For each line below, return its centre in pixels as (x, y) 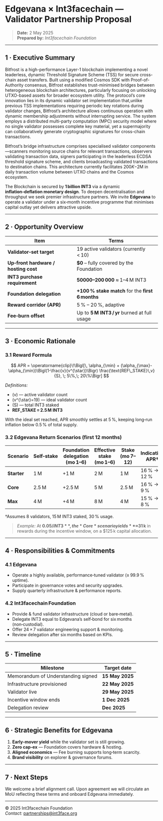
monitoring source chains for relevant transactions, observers (90, 151)
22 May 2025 (118, 684)
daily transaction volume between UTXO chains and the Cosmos (70, 172)
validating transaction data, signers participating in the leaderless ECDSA (78, 156)
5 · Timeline (23, 654)
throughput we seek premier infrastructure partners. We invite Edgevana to (81, 197)
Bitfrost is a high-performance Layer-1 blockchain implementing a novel (76, 70)
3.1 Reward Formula (28, 355)
